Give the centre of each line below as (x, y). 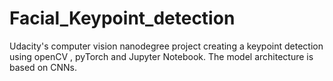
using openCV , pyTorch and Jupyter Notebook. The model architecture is (161, 56)
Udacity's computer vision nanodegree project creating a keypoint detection (166, 46)
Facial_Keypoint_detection (122, 18)
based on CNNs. (43, 67)
